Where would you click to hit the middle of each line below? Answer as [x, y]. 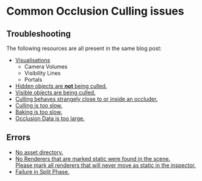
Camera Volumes [46, 66]
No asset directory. [39, 152]
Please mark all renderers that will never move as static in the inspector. [106, 165]
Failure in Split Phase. [42, 171]
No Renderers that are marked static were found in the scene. [93, 158]
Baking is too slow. [38, 112]
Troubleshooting [39, 34]
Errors [18, 137]
